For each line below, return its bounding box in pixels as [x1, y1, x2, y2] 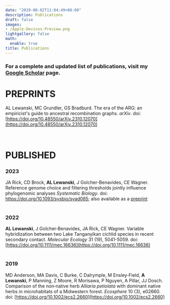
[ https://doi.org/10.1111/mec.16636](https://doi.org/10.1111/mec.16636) [5, 242, 150, 248]
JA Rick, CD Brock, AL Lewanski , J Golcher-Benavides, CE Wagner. [5, 179, 149, 185]
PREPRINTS [5, 88, 56, 100]
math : [5, 36, 17, 42]
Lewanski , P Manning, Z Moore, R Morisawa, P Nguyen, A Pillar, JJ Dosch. [5, 277, 163, 283]
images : [5, 22, 22, 27]
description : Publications [5, 12, 63, 17]
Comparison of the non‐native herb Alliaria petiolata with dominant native [5, 283, 161, 289]
